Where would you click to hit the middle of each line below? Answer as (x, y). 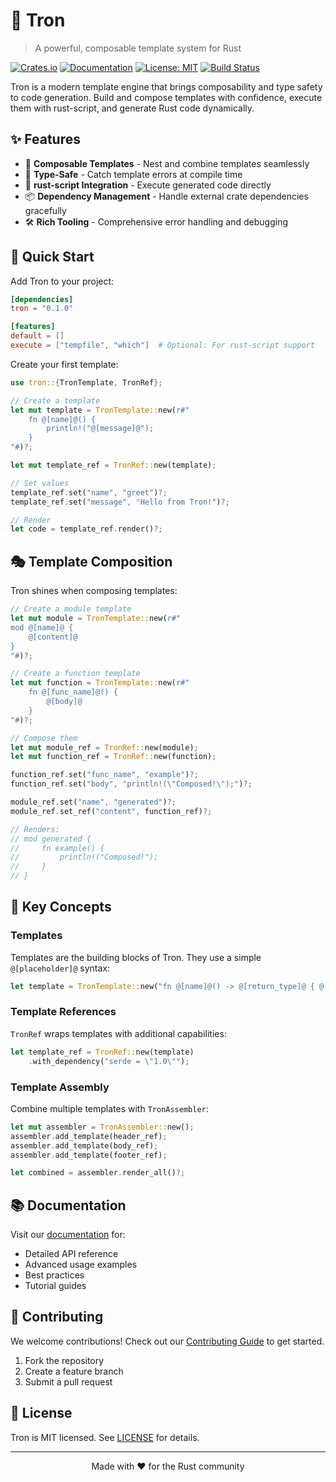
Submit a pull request (68, 1381)
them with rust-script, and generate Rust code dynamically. (132, 108)
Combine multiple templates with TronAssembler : (109, 1108)
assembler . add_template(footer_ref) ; (89, 1155)
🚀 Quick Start (52, 257)
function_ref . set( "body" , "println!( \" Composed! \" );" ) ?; (131, 784)
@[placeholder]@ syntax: (60, 968)
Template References (63, 1012)
